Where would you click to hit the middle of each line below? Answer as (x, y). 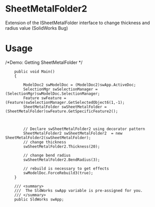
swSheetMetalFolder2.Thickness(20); (62, 147)
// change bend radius (47, 155)
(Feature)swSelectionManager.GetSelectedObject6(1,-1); (65, 102)
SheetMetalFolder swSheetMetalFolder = (65, 107)
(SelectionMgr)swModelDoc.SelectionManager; (53, 94)
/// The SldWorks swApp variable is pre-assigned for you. (79, 190)
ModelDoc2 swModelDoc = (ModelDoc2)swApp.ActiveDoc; (80, 85)
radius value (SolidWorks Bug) (37, 28)
